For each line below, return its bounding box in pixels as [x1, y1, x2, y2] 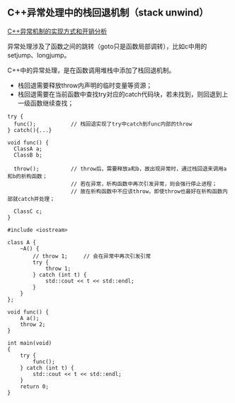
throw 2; [20, 321, 46, 328]
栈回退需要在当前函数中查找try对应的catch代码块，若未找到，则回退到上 [17, 89, 229, 98]
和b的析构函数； [7, 172, 48, 180]
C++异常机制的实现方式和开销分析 [7, 27, 108, 35]
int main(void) [7, 339, 52, 346]
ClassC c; [13, 208, 42, 215]
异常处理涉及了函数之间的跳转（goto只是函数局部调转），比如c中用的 [7, 42, 207, 50]
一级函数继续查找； [17, 99, 74, 107]
